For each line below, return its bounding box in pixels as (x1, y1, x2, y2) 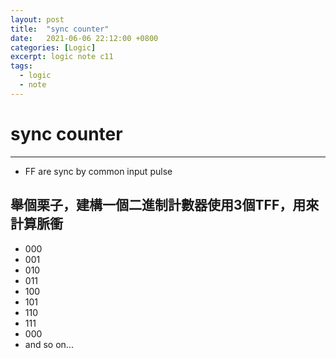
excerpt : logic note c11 (10, 52, 114, 62)
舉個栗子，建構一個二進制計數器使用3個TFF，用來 (10, 197, 320, 214)
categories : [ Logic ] (10, 42, 97, 53)
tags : (10, 61, 33, 71)
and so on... (24, 338, 74, 350)
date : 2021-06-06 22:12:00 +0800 (10, 33, 159, 43)
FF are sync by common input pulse (24, 165, 173, 177)
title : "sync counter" (10, 24, 110, 34)
